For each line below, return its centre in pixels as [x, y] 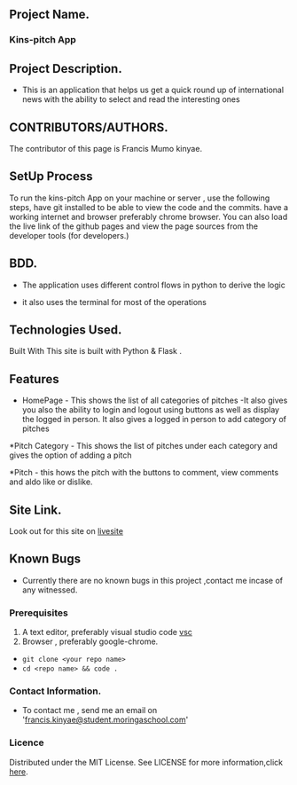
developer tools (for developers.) [69, 235]
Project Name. [50, 15]
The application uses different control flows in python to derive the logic [153, 285]
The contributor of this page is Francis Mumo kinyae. [106, 148]
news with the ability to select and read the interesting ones [131, 99]
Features [34, 379]
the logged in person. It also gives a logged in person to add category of [154, 420]
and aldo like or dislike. [51, 482]
